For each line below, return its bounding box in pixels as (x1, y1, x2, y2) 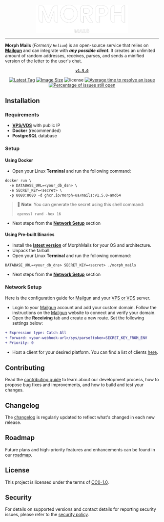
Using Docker (5, 157, 33, 163)
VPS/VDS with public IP (12, 123, 61, 129)
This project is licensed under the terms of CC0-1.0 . (5, 479, 109, 485)
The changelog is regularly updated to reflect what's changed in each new (5, 414, 155, 420)
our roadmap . (5, 452, 33, 458)
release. (5, 419, 21, 425)
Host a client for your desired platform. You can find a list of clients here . (12, 349, 159, 355)
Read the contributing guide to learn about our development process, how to (5, 377, 159, 383)
